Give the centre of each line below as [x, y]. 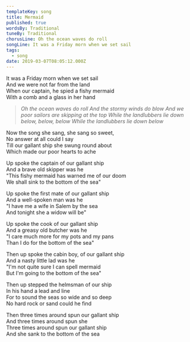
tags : [13, 50]
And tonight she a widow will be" [46, 212]
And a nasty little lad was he [41, 260]
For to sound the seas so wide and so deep [59, 297]
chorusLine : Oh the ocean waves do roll [57, 39]
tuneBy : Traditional [32, 34]
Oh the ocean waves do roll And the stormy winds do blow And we [102, 108]
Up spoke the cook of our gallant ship [52, 223]
